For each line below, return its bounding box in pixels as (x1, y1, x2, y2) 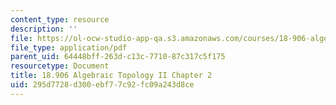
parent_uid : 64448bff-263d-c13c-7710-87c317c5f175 (10, 52, 226, 62)
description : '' (10, 24, 78, 34)
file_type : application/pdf (10, 42, 128, 53)
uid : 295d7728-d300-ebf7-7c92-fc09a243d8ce (10, 80, 195, 90)
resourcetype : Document (10, 61, 110, 71)
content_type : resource (10, 14, 110, 25)
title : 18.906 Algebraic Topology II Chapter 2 (10, 71, 213, 81)
